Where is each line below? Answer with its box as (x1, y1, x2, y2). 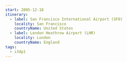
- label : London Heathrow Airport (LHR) (10, 30, 96, 35)
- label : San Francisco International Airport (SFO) (10, 16, 123, 21)
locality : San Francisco (14, 21, 67, 26)
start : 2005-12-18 (5, 7, 44, 12)
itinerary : (5, 12, 28, 17)
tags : (5, 44, 17, 49)
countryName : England (14, 40, 59, 45)
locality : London (14, 35, 51, 40)
